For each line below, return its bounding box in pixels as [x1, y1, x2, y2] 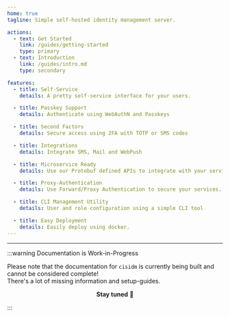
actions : [7, 29, 32, 36]
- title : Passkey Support [13, 104, 88, 112]
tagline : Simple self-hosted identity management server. [7, 16, 176, 23]
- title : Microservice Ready [13, 161, 97, 168]
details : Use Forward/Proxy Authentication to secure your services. [19, 186, 222, 193]
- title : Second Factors [13, 124, 84, 130]
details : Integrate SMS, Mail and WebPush [19, 148, 142, 155]
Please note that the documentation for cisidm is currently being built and [7, 262, 214, 270]
